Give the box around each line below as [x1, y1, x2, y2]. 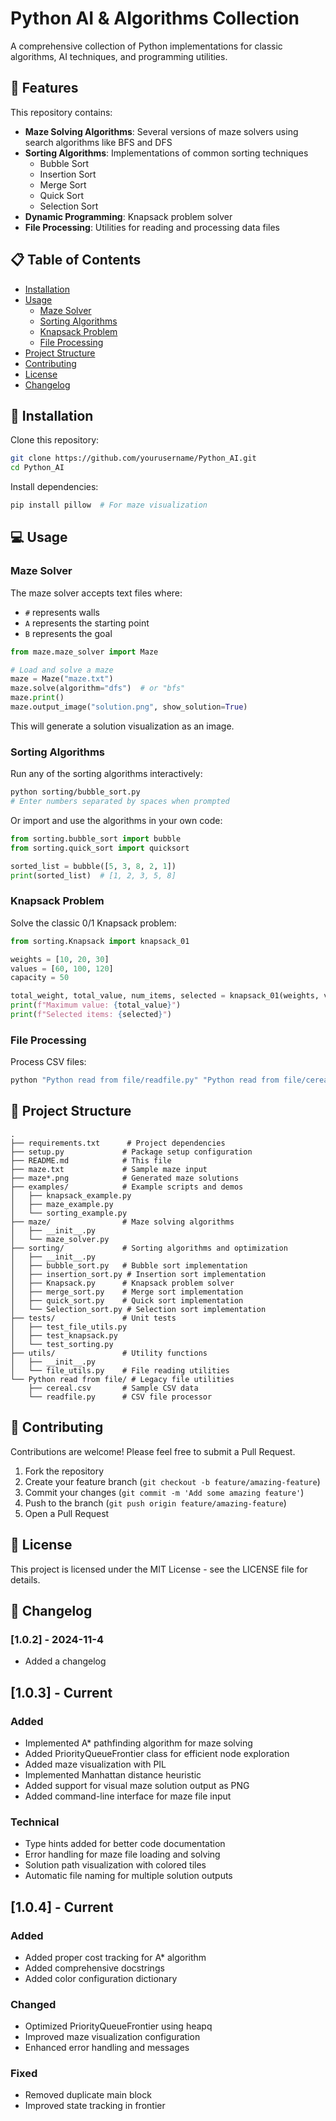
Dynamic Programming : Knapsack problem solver [24, 210, 233, 222]
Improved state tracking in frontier [24, 2100, 166, 2112]
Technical [10, 1815, 60, 1829]
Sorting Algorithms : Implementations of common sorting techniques [24, 147, 309, 159]
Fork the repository [24, 1465, 105, 1477]
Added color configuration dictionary [24, 1972, 178, 1984]
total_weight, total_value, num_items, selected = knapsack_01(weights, [10, 991, 320, 1001]
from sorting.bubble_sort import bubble [10, 833, 182, 844]
